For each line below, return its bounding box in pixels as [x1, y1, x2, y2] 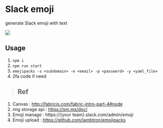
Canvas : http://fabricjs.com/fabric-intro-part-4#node [12, 101, 123, 107]
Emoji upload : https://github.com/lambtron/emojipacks [12, 116, 126, 123]
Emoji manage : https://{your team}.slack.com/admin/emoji [12, 111, 134, 117]
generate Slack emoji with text [5, 20, 67, 26]
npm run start [12, 63, 42, 68]
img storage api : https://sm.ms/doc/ [12, 106, 88, 112]
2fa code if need [12, 73, 46, 79]
